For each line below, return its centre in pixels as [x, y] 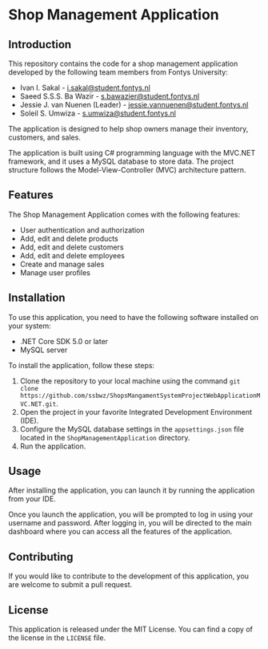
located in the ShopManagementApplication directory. [105, 437]
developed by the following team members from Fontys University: [118, 72]
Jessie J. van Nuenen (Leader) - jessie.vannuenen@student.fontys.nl [134, 105]
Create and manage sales [62, 264]
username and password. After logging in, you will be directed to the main [130, 523]
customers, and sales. [45, 137]
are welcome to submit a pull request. [70, 585]
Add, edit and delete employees [72, 255]
